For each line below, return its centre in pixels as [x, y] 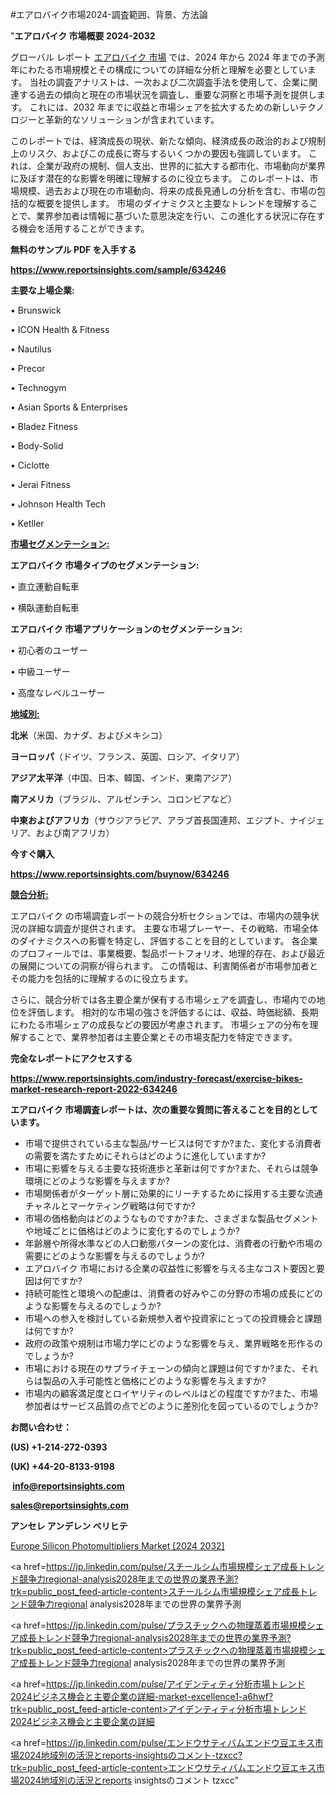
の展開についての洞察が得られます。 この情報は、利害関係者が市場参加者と [164, 966]
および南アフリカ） [75, 832]
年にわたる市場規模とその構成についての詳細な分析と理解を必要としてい [159, 69]
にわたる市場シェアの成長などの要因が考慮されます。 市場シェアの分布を [160, 1024]
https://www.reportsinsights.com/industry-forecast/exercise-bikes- [156, 1078]
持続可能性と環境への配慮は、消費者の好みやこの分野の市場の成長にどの [173, 1293]
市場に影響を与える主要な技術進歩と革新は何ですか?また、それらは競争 [171, 1168]
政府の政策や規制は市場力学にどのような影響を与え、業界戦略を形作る [169, 1343]
